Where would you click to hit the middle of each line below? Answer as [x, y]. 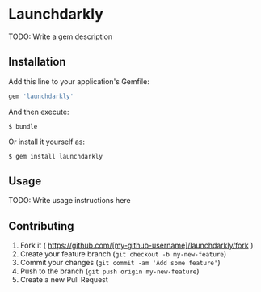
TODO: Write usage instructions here [69, 201]
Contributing [41, 226]
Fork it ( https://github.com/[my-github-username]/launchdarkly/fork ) [137, 245]
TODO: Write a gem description [61, 36]
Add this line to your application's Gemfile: [79, 81]
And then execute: [39, 112]
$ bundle [23, 126]
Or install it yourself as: [46, 142]
